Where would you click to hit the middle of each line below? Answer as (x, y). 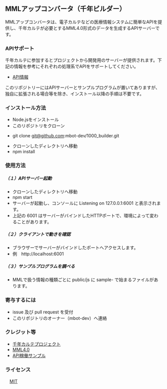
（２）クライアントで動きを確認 (38, 234)
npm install (24, 152)
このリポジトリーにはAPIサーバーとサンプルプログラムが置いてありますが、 (83, 88)
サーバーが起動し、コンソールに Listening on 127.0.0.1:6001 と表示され (84, 203)
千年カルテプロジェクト (36, 344)
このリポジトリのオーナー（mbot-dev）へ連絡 (60, 318)
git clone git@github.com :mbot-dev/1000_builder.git (66, 136)
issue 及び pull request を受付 (43, 312)
